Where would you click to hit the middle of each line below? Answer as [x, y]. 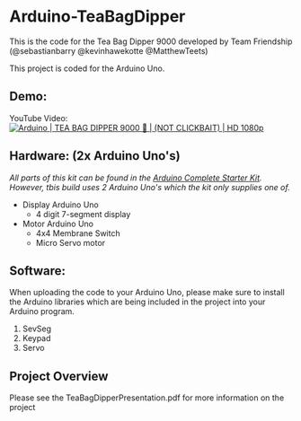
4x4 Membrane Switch [78, 233]
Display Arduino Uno [60, 205]
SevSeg [37, 329]
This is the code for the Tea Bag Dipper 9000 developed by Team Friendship [151, 41]
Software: [37, 271]
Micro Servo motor [71, 242]
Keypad [36, 338]
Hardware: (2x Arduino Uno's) [95, 156]
